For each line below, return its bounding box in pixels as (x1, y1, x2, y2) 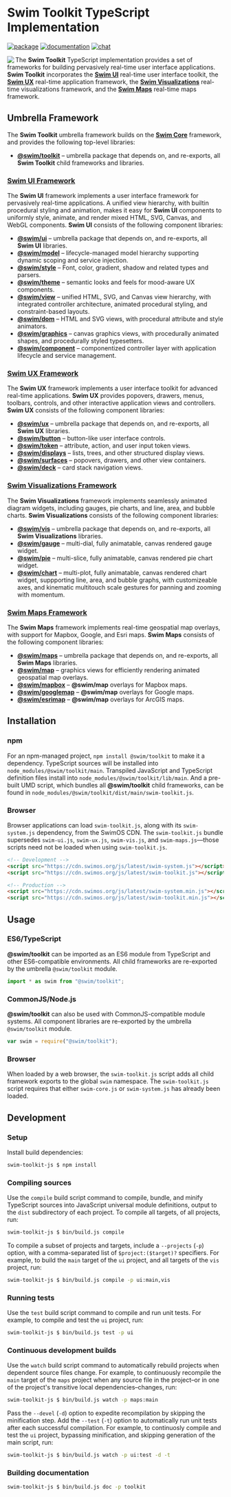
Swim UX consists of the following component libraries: (7, 406, 165, 414)
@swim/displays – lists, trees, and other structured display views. (16, 449, 205, 457)
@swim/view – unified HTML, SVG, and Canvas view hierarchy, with (16, 293, 211, 301)
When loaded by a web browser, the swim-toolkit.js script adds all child (7, 1070, 214, 1078)
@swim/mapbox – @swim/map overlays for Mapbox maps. (16, 681, 188, 689)
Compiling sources (7, 1178, 72, 1187)
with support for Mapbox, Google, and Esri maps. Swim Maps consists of (7, 630, 215, 639)
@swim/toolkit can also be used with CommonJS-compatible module (7, 1010, 206, 1018)
